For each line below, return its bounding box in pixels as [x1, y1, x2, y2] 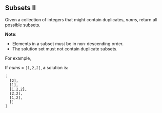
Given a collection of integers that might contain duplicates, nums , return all [5, 16, 158, 22]
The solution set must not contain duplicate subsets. [12, 46, 118, 51]
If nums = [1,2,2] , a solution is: [5, 65, 68, 70]
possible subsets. [5, 22, 40, 28]
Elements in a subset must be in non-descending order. [12, 41, 123, 47]
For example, [5, 55, 32, 61]
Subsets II [5, 4, 36, 12]
